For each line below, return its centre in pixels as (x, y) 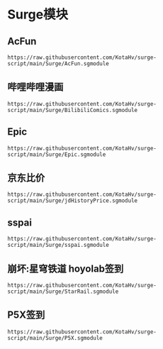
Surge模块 (38, 15)
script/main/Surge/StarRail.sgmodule (63, 292)
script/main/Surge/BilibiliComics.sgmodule (73, 110)
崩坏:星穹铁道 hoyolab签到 (66, 268)
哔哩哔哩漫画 (35, 87)
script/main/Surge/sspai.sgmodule (58, 245)
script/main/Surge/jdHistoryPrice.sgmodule (73, 201)
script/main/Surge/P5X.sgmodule (55, 338)
